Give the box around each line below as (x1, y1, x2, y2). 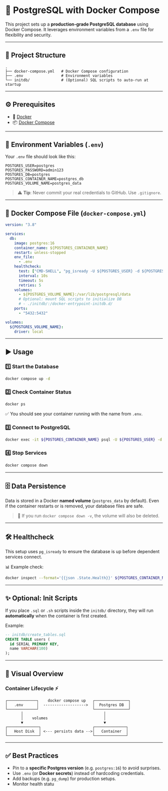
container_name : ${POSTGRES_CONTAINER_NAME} (14, 245, 108, 250)
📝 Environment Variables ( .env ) (5, 140, 104, 149)
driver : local (14, 329, 43, 334)
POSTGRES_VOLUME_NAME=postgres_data (5, 181, 81, 186)
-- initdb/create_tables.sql (5, 632, 66, 637)
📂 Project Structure (5, 51, 66, 60)
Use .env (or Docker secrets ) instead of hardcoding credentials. (12, 770, 145, 776)
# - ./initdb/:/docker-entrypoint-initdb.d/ (18, 301, 113, 307)
